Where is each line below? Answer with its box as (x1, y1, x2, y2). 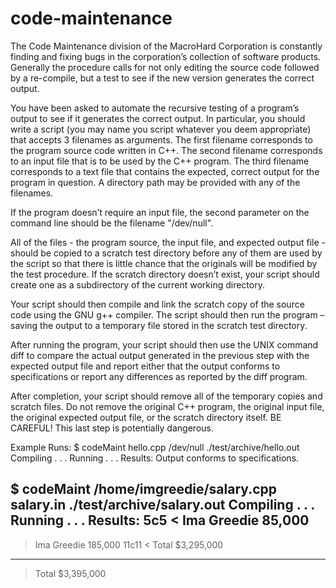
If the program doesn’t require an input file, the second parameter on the (10, 206, 310, 218)
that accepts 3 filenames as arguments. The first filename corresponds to (10, 133, 313, 146)
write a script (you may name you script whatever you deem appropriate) (10, 123, 312, 135)
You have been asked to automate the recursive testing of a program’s (10, 102, 300, 114)
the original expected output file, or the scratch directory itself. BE (10, 411, 282, 423)
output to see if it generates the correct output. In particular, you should (10, 112, 306, 124)
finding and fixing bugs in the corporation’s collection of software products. (10, 50, 322, 62)
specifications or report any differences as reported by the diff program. (10, 370, 308, 382)
